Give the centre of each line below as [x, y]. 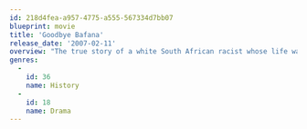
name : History [53, 85]
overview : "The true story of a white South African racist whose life [148, 52]
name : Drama [48, 111]
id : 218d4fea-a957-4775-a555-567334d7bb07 [91, 18]
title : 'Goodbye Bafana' [57, 35]
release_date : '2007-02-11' [63, 43]
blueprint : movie [42, 26]
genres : [24, 60]
